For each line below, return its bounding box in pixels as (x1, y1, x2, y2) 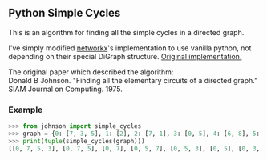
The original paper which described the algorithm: (8, 67, 174, 77)
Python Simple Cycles (8, 6, 121, 20)
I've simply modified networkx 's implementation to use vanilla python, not (8, 43, 252, 53)
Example (8, 104, 43, 115)
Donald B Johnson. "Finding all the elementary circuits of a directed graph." (8, 75, 258, 85)
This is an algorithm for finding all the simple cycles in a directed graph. (8, 27, 245, 37)
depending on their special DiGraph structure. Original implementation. (8, 51, 242, 61)
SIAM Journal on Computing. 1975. (8, 84, 123, 94)
